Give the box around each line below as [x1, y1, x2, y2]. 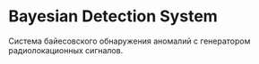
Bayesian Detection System [8, 6, 219, 27]
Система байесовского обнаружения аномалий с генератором [8, 36, 251, 46]
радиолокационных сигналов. [8, 44, 124, 55]
